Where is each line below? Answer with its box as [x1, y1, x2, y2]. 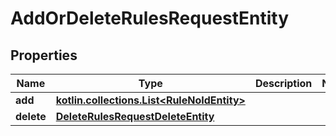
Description [254, 77, 313, 90]
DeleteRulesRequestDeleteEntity [55, 110, 215, 123]
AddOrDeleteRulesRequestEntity [10, 7, 290, 30]
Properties [10, 47, 78, 64]
